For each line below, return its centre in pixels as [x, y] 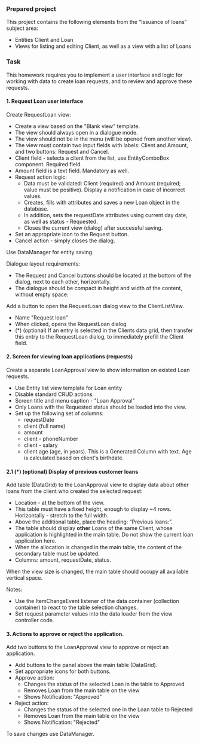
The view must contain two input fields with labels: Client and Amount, [101, 145]
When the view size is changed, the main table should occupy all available [97, 572]
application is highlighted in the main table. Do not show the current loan [104, 535]
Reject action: [32, 703]
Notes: [14, 590]
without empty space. [42, 294]
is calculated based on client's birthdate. [74, 458]
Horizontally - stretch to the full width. [62, 516]
